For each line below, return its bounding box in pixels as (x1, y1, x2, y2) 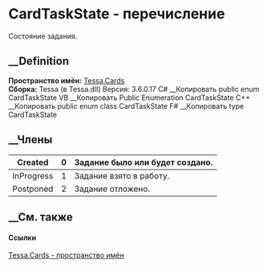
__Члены (8, 133, 53, 146)
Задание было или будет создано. (74, 157, 213, 168)
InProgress (12, 170, 54, 181)
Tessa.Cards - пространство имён (8, 250, 124, 260)
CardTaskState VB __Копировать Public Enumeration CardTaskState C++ (8, 93, 251, 102)
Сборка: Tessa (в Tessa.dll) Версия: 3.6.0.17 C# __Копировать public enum (8, 84, 260, 94)
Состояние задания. (8, 31, 78, 41)
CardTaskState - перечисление (8, 5, 225, 23)
